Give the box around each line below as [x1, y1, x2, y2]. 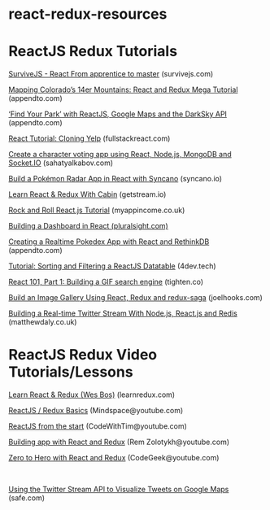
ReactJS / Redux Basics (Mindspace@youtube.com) [8, 406, 184, 416]
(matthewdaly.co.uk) [8, 317, 77, 327]
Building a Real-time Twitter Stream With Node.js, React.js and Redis [8, 308, 237, 318]
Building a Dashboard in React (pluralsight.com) [8, 221, 168, 231]
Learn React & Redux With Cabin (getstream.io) [8, 190, 167, 199]
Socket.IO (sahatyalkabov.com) [8, 158, 114, 168]
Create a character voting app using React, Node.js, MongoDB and [8, 150, 232, 159]
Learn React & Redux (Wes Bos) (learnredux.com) [8, 390, 176, 399]
